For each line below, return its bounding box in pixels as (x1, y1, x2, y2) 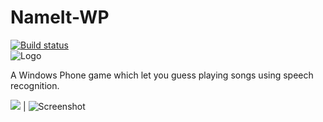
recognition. (10, 79, 60, 91)
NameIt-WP (10, 6, 110, 29)
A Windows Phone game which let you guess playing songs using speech (10, 69, 314, 81)
